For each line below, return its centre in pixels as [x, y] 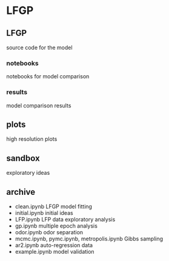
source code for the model [39, 47]
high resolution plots [32, 139]
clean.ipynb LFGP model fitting [54, 206]
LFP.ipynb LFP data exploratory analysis [65, 220]
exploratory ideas [28, 173]
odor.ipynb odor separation [49, 232]
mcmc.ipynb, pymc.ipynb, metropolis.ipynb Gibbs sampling [89, 239]
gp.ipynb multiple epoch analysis [56, 226]
